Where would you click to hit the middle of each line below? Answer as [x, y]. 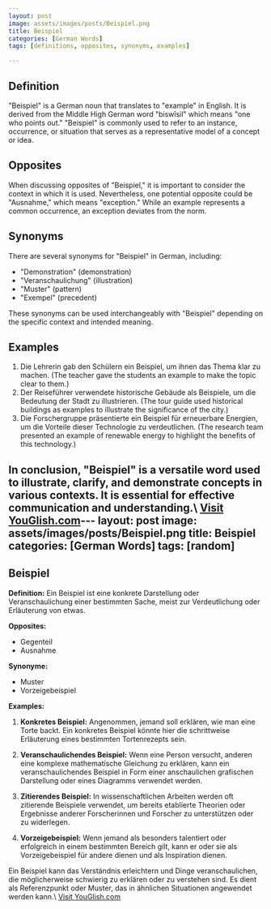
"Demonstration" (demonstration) [76, 272]
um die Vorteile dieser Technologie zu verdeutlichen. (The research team [142, 427]
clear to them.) [44, 384]
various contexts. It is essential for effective [121, 495]
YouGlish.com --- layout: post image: [103, 520]
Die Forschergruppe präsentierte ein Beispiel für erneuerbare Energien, [139, 418]
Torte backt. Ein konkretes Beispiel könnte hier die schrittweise [125, 730]
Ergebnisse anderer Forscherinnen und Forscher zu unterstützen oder [137, 813]
